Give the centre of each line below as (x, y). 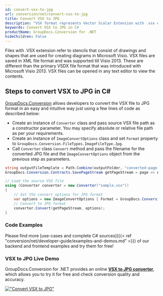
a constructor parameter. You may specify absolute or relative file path (82, 128)
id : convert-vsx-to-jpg (29, 9)
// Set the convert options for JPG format (58, 195)
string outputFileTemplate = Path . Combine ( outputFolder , (64, 168)
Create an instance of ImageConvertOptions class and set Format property (85, 138)
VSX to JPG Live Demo (32, 259)
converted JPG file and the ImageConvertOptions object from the (76, 154)
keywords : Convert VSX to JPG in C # (42, 28)
